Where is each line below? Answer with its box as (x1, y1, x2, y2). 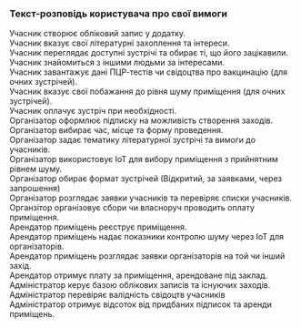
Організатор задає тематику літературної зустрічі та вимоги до (9, 135, 256, 146)
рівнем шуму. (9, 163, 63, 175)
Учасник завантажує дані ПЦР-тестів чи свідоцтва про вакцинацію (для (9, 67, 288, 77)
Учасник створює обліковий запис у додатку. (9, 28, 186, 39)
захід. (9, 261, 32, 272)
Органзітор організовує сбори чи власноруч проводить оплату (9, 202, 255, 213)
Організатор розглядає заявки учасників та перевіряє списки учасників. (9, 192, 293, 203)
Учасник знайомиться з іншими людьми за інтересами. (9, 57, 226, 68)
